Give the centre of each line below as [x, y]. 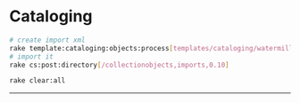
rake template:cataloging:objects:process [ [92, 48]
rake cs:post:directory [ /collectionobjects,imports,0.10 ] [119, 65]
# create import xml [48, 40]
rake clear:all [37, 81]
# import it [31, 56]
